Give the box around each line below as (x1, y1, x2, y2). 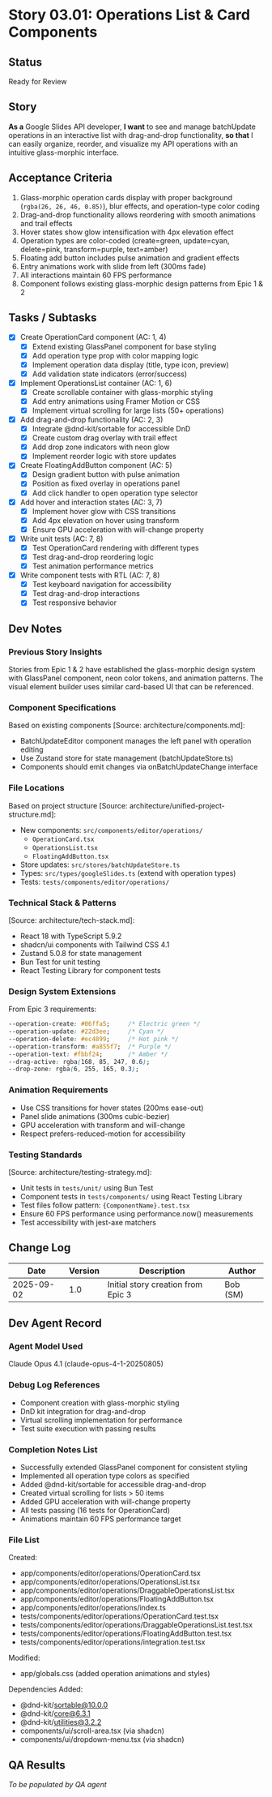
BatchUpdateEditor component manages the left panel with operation (19, 736, 252, 746)
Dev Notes (8, 622, 62, 636)
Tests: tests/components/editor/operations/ (19, 877, 170, 886)
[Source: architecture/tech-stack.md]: (8, 915, 135, 925)
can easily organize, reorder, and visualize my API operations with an (8, 139, 239, 148)
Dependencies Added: (8, 1684, 83, 1694)
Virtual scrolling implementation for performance (19, 1415, 183, 1425)
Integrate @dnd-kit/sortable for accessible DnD (32, 424, 191, 434)
